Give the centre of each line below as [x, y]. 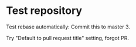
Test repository [44, 11]
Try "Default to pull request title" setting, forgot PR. [67, 38]
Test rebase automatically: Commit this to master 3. [68, 27]
